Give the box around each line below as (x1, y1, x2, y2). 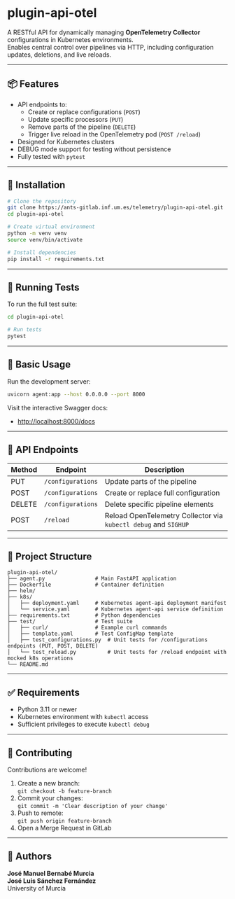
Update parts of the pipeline (104, 476, 197, 486)
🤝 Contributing (7, 747, 73, 759)
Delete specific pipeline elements (104, 499, 215, 509)
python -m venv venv (7, 230, 68, 237)
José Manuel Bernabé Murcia (7, 869, 94, 877)
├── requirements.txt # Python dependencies (7, 612, 161, 619)
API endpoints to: (17, 100, 68, 109)
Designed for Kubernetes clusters (17, 137, 115, 146)
